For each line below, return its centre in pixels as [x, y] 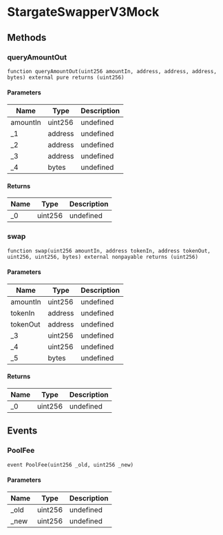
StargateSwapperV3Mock [83, 12]
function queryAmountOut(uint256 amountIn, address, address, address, [112, 71]
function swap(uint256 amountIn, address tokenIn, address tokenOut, [109, 251]
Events [22, 431]
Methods [27, 38]
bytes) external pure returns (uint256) [66, 77]
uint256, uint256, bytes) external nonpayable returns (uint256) [103, 257]
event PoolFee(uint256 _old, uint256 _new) [71, 465]
